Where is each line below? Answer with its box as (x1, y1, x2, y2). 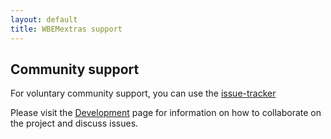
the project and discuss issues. (10, 117, 139, 130)
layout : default (10, 14, 78, 25)
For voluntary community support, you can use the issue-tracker (10, 87, 277, 100)
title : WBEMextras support (10, 24, 123, 34)
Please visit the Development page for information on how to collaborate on (10, 107, 322, 119)
